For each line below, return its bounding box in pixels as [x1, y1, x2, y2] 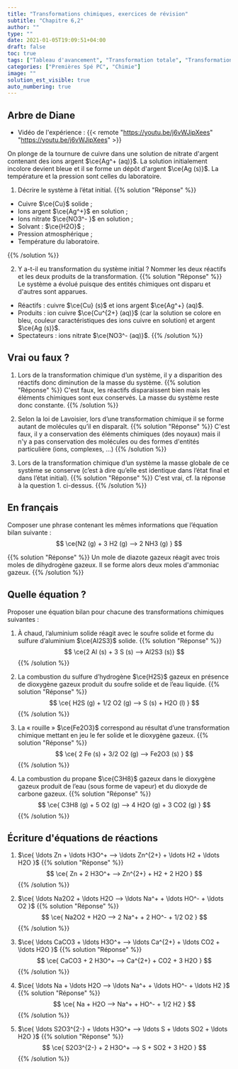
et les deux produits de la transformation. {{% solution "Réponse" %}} [17, 273, 222, 281]
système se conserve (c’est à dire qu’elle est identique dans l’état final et [17, 466, 230, 474]
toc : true [7, 50, 37, 57]
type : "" [7, 30, 33, 38]
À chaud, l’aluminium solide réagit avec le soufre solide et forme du [17, 629, 214, 637]
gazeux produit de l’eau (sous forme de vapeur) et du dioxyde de [17, 782, 208, 790]
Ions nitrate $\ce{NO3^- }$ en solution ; [17, 214, 133, 224]
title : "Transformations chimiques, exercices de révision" [7, 10, 189, 18]
